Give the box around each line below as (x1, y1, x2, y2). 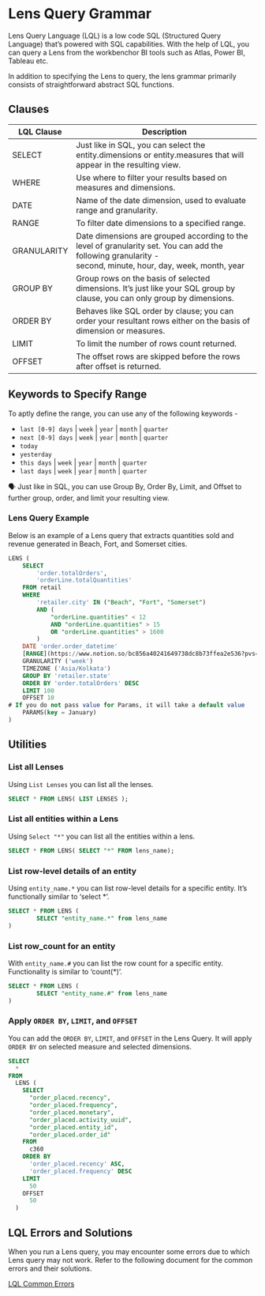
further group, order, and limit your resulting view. (8, 493, 170, 503)
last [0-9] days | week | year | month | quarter (19, 424, 169, 433)
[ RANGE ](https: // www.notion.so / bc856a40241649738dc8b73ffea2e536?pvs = (22, 650, 259, 658)
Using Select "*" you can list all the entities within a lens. (8, 831, 196, 841)
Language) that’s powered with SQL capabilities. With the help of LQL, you (8, 39, 250, 48)
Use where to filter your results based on (76, 171, 227, 183)
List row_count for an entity (8, 940, 116, 951)
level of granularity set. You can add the (76, 240, 223, 251)
